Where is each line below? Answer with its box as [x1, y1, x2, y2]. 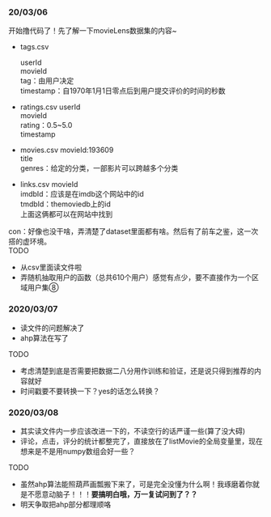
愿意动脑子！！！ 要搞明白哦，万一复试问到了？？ [34, 489, 198, 499]
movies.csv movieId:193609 [19, 145, 114, 155]
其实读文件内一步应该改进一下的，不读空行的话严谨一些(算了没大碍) [19, 426, 246, 435]
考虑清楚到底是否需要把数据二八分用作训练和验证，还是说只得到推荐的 [19, 366, 255, 375]
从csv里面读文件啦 [19, 262, 83, 273]
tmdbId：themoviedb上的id [19, 199, 112, 209]
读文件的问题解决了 [19, 323, 85, 333]
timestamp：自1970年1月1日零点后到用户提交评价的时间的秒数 [19, 86, 226, 95]
